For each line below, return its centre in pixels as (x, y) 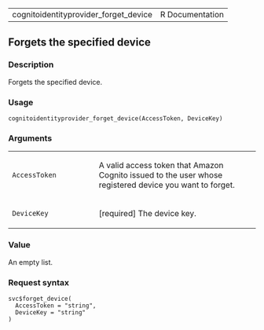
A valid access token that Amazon (161, 166)
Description (31, 64)
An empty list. (31, 262)
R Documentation (192, 15)
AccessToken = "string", (56, 306)
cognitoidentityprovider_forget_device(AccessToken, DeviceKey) (115, 118)
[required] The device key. (147, 214)
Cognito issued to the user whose (161, 175)
